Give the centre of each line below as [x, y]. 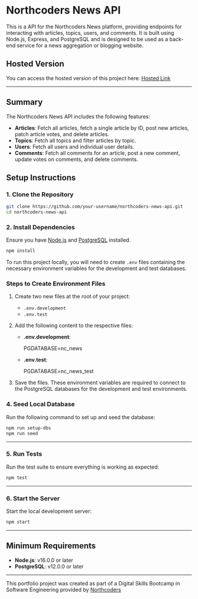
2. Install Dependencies [41, 227]
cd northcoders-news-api [37, 212]
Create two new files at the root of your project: [72, 297]
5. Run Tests [24, 454]
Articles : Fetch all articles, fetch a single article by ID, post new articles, [102, 128]
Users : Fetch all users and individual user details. [74, 147]
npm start [18, 522]
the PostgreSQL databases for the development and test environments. [101, 389]
